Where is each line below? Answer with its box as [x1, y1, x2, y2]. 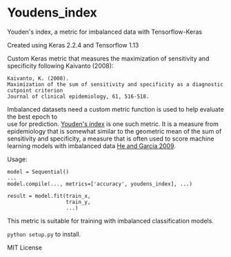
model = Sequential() [7, 168, 70, 175]
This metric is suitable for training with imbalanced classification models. [7, 216, 214, 225]
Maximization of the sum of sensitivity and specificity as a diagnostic [7, 81, 224, 88]
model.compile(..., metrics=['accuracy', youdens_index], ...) [7, 181, 193, 187]
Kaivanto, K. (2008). [7, 74, 70, 82]
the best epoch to [7, 112, 57, 121]
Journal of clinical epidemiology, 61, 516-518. [7, 93, 150, 100]
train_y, [66, 198, 91, 205]
